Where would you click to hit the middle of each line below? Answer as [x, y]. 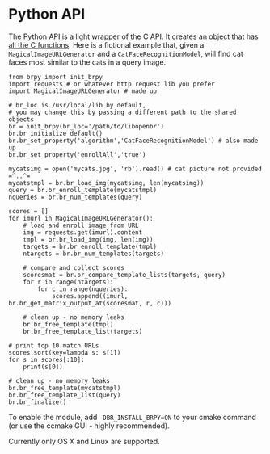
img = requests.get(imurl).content [83, 232]
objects [21, 119]
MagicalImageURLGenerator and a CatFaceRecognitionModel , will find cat [126, 53]
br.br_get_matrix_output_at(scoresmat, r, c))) [90, 303]
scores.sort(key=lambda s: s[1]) [65, 352]
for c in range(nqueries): [83, 289]
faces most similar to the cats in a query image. [87, 62]
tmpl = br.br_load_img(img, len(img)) [88, 239]
